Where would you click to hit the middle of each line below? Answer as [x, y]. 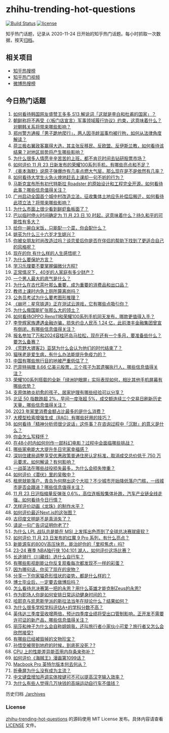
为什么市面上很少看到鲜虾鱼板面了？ [51, 209]
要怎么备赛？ [26, 341]
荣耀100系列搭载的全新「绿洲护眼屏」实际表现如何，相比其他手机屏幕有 [88, 379]
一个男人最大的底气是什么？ [42, 278]
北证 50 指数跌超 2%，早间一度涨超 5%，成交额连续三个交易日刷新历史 [88, 399]
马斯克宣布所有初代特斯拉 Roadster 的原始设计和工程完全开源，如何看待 [88, 184]
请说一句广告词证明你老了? [41, 525]
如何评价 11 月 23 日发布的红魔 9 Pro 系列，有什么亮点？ [71, 538]
